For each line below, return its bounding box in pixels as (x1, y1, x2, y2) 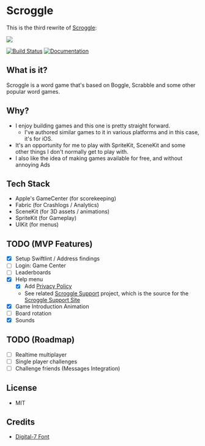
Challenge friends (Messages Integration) (15, 365, 121, 372)
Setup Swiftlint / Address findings (15, 255, 100, 262)
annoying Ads (15, 161, 50, 168)
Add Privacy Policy (24, 282, 72, 290)
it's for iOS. (24, 135, 53, 142)
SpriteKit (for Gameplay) (15, 214, 77, 222)
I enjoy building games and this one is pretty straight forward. (15, 122, 170, 129)
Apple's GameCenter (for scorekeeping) (15, 195, 116, 202)
